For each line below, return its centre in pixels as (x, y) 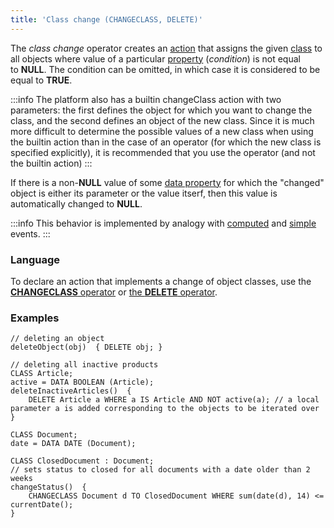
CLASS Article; (42, 374)
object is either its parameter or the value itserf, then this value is (144, 193)
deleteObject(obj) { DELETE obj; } (86, 347)
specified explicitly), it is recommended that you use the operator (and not (163, 152)
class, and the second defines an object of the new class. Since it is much (162, 120)
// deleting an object (57, 339)
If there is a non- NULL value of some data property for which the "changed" (167, 182)
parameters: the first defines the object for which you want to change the (161, 110)
